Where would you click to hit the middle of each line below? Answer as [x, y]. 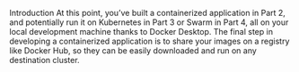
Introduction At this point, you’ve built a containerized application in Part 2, [147, 13]
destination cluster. [44, 60]
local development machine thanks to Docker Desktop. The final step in [141, 32]
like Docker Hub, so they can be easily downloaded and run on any [133, 51]
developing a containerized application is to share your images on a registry [149, 41]
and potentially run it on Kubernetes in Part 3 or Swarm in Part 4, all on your [149, 22]
